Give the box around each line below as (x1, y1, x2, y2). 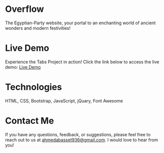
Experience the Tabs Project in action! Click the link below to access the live (5, 58, 160, 65)
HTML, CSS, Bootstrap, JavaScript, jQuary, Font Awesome (5, 98, 123, 103)
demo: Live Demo (5, 64, 41, 70)
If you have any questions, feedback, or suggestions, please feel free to (5, 131, 151, 137)
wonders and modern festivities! (5, 25, 71, 31)
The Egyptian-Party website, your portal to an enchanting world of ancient (5, 20, 156, 26)
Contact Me (5, 115, 54, 126)
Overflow (5, 3, 44, 15)
